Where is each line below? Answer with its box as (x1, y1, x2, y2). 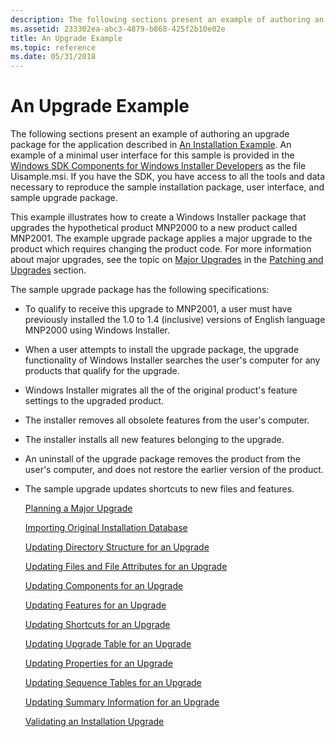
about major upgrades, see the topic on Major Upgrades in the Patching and (10, 254, 324, 266)
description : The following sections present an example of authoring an (10, 14, 325, 25)
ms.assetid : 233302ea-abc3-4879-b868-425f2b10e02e (10, 24, 226, 34)
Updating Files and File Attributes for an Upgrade (24, 561, 228, 573)
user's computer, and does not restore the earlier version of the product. (24, 464, 324, 476)
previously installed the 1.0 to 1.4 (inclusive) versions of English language (24, 314, 326, 326)
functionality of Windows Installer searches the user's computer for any (24, 354, 321, 366)
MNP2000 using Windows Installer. (24, 324, 171, 336)
